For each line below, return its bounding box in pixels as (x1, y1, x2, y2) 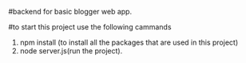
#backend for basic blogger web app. (8, 7, 133, 16)
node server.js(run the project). (19, 46, 123, 55)
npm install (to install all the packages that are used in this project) (19, 37, 239, 47)
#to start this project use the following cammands (8, 22, 172, 31)
